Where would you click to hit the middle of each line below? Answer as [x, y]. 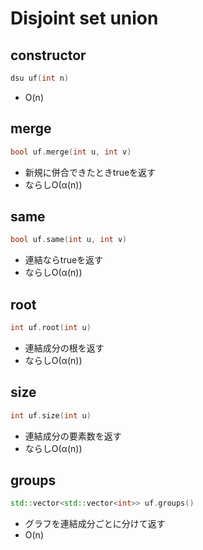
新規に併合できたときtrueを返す [90, 172]
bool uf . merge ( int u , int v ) [71, 152]
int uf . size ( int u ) [51, 415]
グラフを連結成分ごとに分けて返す [95, 524]
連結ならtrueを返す [64, 260]
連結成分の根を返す [64, 348]
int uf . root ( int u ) [51, 328]
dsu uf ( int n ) [40, 78]
